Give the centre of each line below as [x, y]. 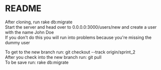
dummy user [18, 42]
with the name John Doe [30, 32]
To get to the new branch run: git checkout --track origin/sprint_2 [70, 52]
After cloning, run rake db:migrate [39, 22]
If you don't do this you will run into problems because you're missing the [78, 37]
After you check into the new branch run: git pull [53, 57]
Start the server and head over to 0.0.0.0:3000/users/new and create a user [81, 27]
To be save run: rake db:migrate [37, 62]
